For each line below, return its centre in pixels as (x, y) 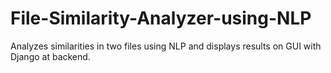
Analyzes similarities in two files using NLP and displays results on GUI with (166, 46)
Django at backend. (50, 56)
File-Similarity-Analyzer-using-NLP (161, 18)
